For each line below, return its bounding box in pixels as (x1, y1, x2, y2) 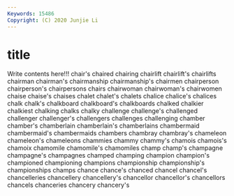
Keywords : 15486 (7, 10, 54, 17)
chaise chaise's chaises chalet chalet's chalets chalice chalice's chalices (7, 92, 217, 100)
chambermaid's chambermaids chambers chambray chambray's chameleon (7, 129, 227, 137)
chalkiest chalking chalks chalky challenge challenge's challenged (7, 107, 198, 115)
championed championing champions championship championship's (7, 158, 205, 167)
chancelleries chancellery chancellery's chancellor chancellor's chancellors (7, 174, 226, 182)
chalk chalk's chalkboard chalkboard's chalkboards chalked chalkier (7, 99, 204, 108)
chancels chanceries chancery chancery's (7, 181, 130, 189)
